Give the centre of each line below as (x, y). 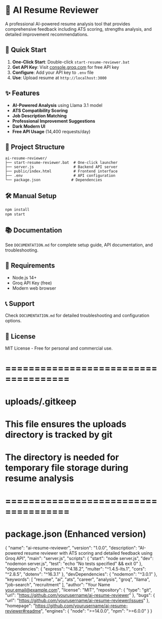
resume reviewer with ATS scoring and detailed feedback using (88, 553)
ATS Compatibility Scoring (40, 110)
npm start (15, 214)
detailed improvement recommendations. (47, 34)
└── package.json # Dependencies (54, 180)
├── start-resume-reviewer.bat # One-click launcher (62, 163)
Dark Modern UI (29, 126)
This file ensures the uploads (66, 424)
